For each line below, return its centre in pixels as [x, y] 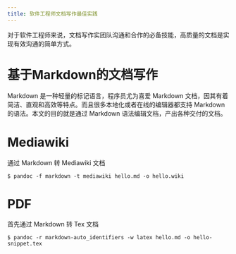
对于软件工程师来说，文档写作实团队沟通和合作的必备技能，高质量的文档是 [115, 35]
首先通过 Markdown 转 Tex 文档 [53, 224]
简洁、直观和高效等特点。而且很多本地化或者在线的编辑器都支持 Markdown [116, 104]
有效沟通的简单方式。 [44, 44]
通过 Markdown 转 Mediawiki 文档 [56, 162]
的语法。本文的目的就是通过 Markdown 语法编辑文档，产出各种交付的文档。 [117, 113]
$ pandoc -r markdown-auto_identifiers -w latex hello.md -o [99, 238]
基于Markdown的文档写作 [83, 74]
